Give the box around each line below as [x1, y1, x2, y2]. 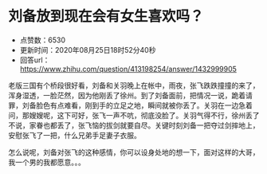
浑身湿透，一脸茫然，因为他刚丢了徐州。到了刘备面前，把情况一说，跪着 [8, 90, 245, 100]
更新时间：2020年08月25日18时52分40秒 [19, 45, 156, 54]
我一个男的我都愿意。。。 [8, 157, 85, 167]
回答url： [19, 55, 50, 65]
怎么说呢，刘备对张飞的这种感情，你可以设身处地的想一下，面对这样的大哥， [8, 147, 260, 156]
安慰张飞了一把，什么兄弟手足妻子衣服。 [8, 130, 141, 140]
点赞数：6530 [19, 35, 66, 45]
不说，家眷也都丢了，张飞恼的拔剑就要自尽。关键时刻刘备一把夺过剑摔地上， [8, 121, 260, 130]
